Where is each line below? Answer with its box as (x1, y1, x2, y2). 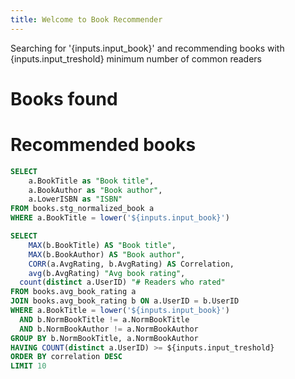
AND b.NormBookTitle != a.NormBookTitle (19, 314, 190, 325)
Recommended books (10, 134, 197, 156)
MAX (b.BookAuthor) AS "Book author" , (28, 249, 186, 260)
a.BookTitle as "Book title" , (28, 176, 155, 186)
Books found (10, 87, 118, 110)
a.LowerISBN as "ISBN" (28, 194, 123, 205)
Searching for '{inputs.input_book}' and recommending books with (10, 42, 285, 54)
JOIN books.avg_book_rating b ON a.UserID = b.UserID (10, 296, 240, 306)
